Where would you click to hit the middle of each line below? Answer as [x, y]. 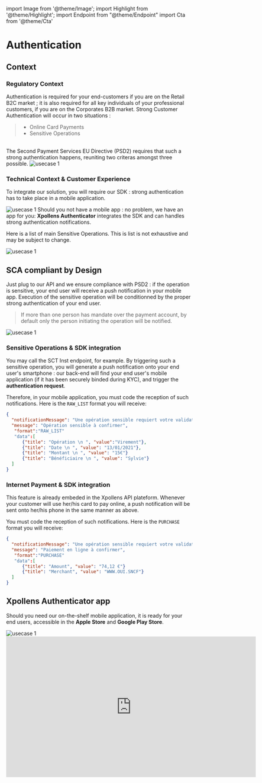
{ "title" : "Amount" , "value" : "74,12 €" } [74, 566]
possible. [17, 163]
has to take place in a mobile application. [56, 198]
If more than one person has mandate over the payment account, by [104, 315]
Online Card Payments [57, 127]
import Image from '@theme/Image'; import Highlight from [77, 9]
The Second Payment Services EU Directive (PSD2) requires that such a [94, 151]
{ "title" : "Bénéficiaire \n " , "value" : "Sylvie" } [85, 458]
